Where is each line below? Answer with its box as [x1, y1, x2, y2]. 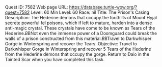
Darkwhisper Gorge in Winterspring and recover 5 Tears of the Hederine [5, 46, 151, 52]
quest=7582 [5, 9, 30, 15]
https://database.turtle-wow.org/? [69, 4, 137, 10]
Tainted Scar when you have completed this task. [5, 57, 105, 62]
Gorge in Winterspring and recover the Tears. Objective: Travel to [5, 41, 137, 46]
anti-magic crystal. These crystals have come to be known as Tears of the [5, 25, 156, 31]
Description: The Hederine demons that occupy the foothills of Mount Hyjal [5, 15, 157, 20]
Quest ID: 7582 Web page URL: [5, 4, 68, 10]
